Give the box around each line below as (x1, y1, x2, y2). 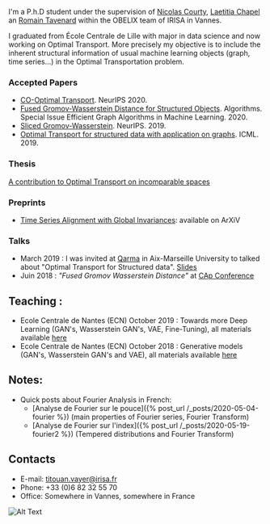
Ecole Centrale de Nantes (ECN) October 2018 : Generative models (19, 342, 243, 350)
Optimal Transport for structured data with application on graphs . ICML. (19, 129, 259, 140)
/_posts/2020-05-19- (179, 420, 251, 430)
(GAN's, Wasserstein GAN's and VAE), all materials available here (19, 350, 238, 359)
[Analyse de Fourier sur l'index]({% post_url (32, 420, 179, 430)
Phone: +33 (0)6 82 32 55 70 (19, 482, 118, 492)
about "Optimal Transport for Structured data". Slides (19, 262, 197, 272)
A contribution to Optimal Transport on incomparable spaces (8, 177, 210, 187)
